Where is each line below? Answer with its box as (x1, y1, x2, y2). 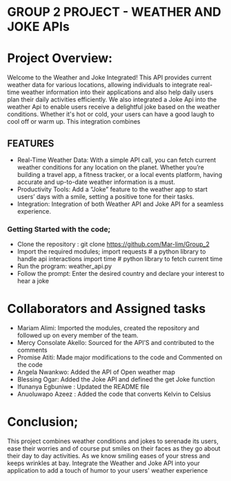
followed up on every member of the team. (17, 331, 139, 339)
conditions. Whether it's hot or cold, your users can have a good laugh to (7, 110, 215, 118)
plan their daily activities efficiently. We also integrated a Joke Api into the (7, 95, 217, 104)
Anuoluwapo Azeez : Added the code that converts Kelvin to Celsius (17, 390, 212, 398)
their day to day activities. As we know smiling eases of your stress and (7, 452, 210, 460)
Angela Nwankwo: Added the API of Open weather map (17, 368, 176, 377)
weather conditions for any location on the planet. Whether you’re (17, 163, 205, 171)
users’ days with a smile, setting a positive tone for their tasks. (17, 192, 194, 200)
